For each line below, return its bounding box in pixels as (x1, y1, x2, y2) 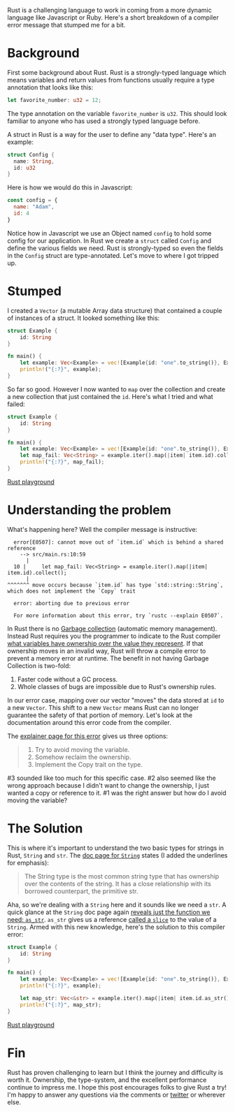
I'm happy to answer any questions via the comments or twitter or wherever (7, 1090, 226, 1099)
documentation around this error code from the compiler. (7, 718, 171, 726)
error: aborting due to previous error (13, 600, 130, 607)
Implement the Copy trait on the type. (34, 760, 143, 768)
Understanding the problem (7, 503, 171, 518)
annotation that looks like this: (7, 83, 94, 92)
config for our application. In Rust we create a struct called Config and (7, 236, 212, 245)
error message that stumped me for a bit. (7, 21, 126, 29)
